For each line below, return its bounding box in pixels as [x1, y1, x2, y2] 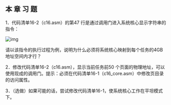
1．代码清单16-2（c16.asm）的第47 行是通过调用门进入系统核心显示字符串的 [5, 19, 166, 26]
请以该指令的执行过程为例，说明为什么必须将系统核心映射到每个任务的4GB [5, 47, 163, 53]
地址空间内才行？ [5, 53, 42, 59]
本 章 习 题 [5, 5, 37, 14]
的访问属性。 [5, 76, 32, 83]
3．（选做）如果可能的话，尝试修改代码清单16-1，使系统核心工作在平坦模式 [5, 88, 163, 94]
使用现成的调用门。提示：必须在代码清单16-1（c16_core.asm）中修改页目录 [5, 70, 164, 76]
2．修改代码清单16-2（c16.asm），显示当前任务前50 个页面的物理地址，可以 [5, 64, 165, 70]
